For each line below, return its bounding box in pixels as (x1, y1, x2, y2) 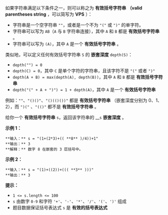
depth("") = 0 (12, 63, 43, 68)
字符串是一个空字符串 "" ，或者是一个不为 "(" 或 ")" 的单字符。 (12, 22, 144, 28)
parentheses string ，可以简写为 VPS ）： (5, 11, 93, 17)
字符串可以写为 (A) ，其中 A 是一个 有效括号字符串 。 (12, 41, 121, 47)
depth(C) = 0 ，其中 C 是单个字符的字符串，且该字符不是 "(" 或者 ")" (12, 68, 155, 74)
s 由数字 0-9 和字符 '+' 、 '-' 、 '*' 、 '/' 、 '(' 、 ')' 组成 (12, 198, 127, 204)
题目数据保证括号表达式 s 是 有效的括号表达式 (12, 204, 108, 210)
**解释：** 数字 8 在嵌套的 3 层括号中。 (5, 147, 83, 152)
